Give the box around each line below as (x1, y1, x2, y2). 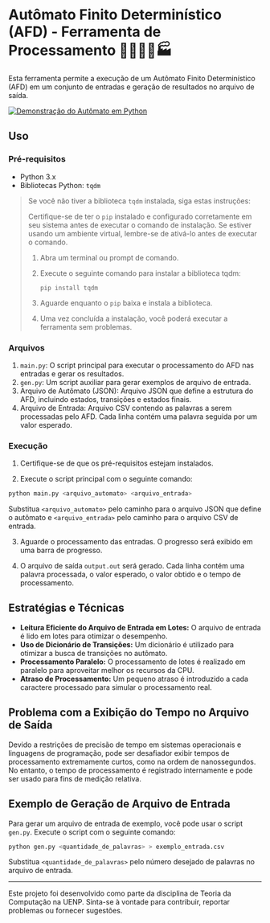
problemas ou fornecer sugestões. (8, 906, 123, 916)
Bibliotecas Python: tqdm (19, 180, 101, 190)
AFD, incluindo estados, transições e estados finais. (19, 394, 192, 404)
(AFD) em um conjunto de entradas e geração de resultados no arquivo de (8, 82, 255, 92)
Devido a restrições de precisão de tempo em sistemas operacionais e (8, 740, 242, 749)
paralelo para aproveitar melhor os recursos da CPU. (19, 665, 194, 675)
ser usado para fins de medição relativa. (8, 773, 142, 783)
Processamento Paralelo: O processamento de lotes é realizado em (19, 657, 247, 667)
